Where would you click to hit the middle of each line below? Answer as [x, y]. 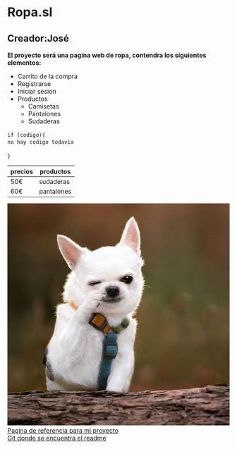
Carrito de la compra [48, 76]
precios [22, 171]
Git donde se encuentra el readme [57, 438]
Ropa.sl [30, 12]
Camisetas [43, 106]
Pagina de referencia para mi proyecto [63, 430]
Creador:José [38, 38]
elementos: [24, 63]
